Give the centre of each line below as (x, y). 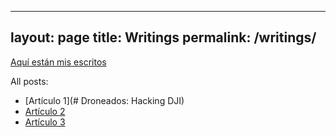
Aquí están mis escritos (58, 62)
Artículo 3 (45, 122)
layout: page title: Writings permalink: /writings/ (163, 37)
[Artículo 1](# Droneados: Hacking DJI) (104, 100)
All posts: (29, 81)
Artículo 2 (45, 111)
